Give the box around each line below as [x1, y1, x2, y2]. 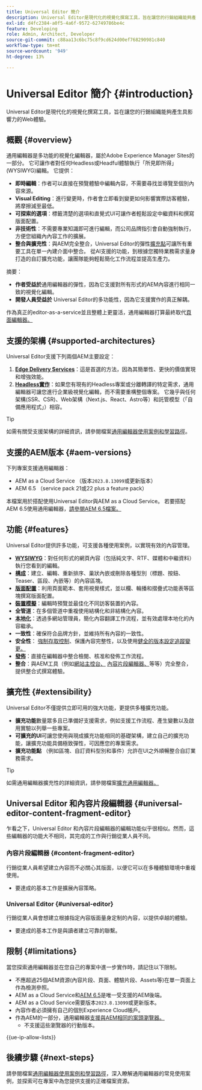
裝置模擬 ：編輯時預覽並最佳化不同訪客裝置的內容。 [14, 600, 142, 607]
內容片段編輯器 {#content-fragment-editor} [6, 849, 135, 857]
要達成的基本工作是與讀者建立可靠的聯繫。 [14, 927, 121, 934]
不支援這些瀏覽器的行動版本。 [23, 1021, 98, 1028]
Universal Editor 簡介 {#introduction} [6, 87, 194, 100]
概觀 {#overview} [6, 135, 72, 145]
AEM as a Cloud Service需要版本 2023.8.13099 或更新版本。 [14, 999, 161, 1006]
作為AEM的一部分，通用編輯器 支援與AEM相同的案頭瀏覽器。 [14, 1014, 165, 1021]
